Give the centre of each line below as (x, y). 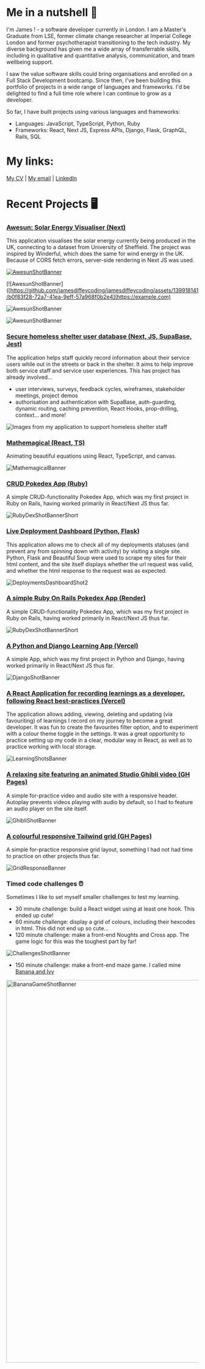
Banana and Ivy (35, 972)
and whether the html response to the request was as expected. (87, 570)
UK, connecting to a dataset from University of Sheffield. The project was (99, 247)
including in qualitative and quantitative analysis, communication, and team (101, 55)
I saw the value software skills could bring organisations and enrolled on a (99, 73)
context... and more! (40, 415)
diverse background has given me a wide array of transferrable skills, (93, 49)
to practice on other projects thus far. (53, 856)
